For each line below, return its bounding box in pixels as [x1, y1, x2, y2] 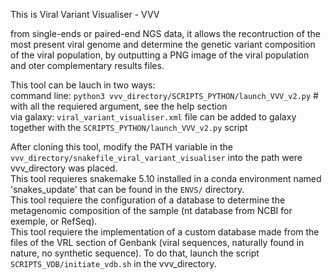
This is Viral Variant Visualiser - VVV [10, 9, 160, 20]
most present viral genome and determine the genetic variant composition [10, 39, 316, 50]
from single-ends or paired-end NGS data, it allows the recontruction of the [10, 28, 321, 39]
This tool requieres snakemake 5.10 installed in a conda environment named [10, 173, 322, 184]
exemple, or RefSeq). [10, 215, 98, 227]
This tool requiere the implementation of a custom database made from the [10, 226, 320, 238]
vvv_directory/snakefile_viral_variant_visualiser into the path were [10, 152, 303, 163]
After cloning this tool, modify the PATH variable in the [10, 141, 233, 153]
